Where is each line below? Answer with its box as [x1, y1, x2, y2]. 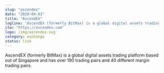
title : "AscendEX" [5, 16, 42, 21]
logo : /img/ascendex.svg [5, 30, 56, 35]
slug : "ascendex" [5, 7, 41, 12]
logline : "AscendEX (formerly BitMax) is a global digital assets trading [5, 20, 161, 26]
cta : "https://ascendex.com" [5, 25, 64, 30]
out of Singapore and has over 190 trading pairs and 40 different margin [5, 57, 150, 63]
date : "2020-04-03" [5, 12, 45, 17]
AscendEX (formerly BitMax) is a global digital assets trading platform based [5, 52, 159, 58]
